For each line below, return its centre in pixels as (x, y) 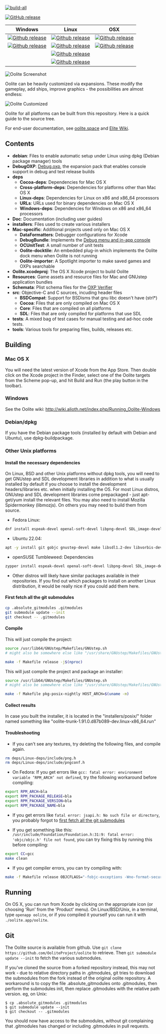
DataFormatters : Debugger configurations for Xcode (73, 235)
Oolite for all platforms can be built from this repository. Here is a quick (77, 113)
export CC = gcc (20, 854)
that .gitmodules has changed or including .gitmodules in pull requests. (77, 1026)
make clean (16, 858)
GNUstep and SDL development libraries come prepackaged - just (72, 494)
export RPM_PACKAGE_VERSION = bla (38, 801)
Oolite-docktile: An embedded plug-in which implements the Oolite (88, 250)
